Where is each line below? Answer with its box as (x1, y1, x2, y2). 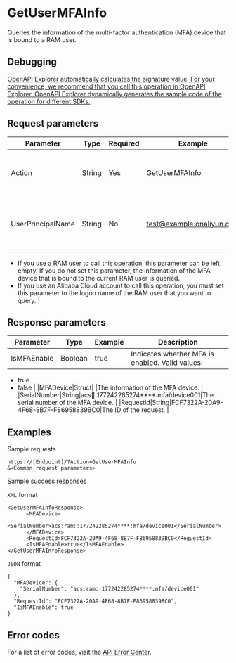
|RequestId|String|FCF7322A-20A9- (119, 399, 223, 407)
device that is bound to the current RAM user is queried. (17, 273, 181, 282)
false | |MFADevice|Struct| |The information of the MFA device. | (17, 383, 204, 392)
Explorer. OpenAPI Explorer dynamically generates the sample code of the (7, 89, 223, 98)
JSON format (7, 560, 41, 568)
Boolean (60, 354, 88, 363)
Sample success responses (7, 477, 87, 486)
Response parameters (7, 316, 107, 328)
